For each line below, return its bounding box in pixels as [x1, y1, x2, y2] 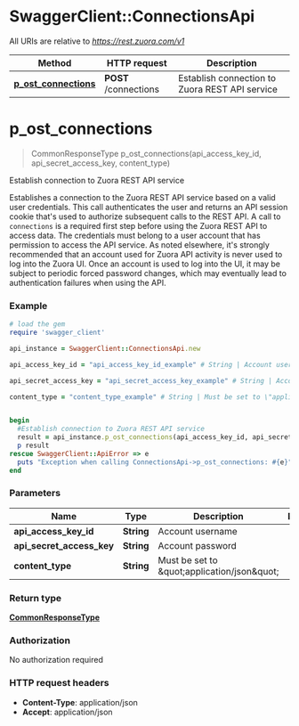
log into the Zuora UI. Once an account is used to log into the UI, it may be [9, 258, 280, 269]
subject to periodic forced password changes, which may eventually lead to [9, 267, 287, 278]
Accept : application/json [21, 706, 113, 717]
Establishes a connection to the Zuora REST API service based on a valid [9, 192, 276, 202]
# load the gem [9, 320, 66, 329]
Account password [158, 539, 238, 551]
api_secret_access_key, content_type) [30, 158, 171, 168]
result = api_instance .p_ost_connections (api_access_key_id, [17, 433, 249, 442]
